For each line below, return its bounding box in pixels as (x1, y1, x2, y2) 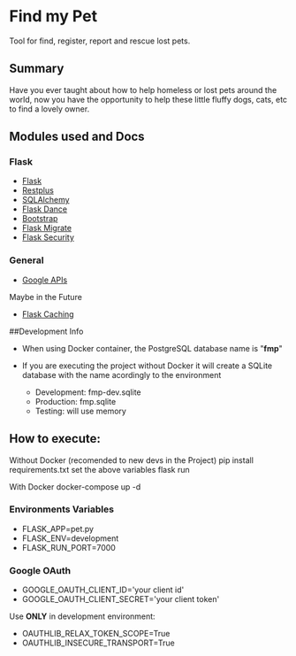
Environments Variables (9, 503, 115, 515)
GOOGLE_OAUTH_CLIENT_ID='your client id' (21, 584, 185, 595)
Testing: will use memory (34, 405, 126, 416)
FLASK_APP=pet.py (21, 523, 95, 534)
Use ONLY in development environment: (9, 611, 156, 621)
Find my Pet (9, 6, 98, 27)
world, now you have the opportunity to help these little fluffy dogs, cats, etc (9, 94, 288, 104)
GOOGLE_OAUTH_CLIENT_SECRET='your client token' (21, 594, 220, 605)
